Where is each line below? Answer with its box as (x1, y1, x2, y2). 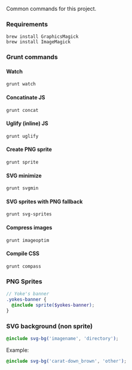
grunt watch (6, 81, 36, 87)
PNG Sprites (6, 277, 43, 285)
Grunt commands (6, 53, 58, 61)
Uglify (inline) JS (6, 120, 49, 127)
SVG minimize (6, 171, 42, 179)
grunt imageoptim (6, 237, 50, 243)
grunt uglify (6, 133, 39, 139)
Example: (6, 346, 29, 354)
